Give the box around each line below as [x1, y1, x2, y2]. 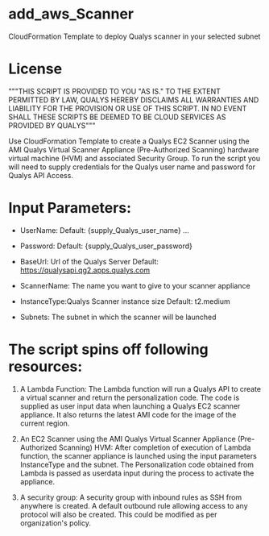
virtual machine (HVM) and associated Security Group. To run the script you [8, 153, 260, 163]
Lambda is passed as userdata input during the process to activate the [19, 468, 255, 478]
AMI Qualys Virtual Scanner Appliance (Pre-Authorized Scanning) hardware [8, 144, 259, 154]
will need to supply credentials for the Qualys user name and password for [8, 162, 256, 172]
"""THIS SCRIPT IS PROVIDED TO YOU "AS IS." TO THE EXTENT [8, 86, 221, 96]
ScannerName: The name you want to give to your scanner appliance [19, 280, 251, 290]
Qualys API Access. [8, 170, 74, 180]
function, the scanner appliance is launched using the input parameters [19, 451, 258, 460]
